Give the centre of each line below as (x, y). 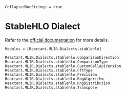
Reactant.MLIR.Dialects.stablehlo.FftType (49, 70)
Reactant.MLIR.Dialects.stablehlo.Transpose (51, 87)
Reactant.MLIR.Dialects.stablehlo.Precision (51, 74)
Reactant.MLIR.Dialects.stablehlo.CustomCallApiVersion (63, 66)
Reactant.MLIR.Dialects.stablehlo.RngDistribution (58, 83)
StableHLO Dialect (43, 26)
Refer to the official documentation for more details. (57, 40)
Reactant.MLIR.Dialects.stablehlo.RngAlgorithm (54, 79)
